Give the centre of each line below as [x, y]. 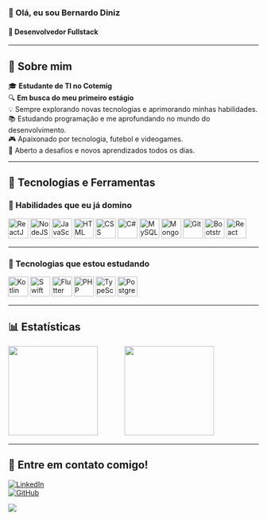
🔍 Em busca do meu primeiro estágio [71, 98]
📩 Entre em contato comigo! [78, 465]
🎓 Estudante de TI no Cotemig [60, 86]
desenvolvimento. [37, 129]
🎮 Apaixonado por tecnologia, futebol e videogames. [96, 139]
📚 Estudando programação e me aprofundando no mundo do [109, 118]
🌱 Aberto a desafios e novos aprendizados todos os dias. [102, 150]
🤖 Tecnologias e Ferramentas [82, 183]
